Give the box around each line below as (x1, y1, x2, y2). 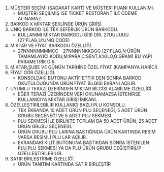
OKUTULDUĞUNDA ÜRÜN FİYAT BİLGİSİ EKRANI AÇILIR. (17, 80, 137, 86)
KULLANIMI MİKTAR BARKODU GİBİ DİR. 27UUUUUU (17, 32, 129, 38)
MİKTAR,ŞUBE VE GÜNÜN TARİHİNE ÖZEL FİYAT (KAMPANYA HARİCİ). (10, 64, 159, 70)
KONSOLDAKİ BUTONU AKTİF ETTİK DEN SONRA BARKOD (17, 75, 142, 81)
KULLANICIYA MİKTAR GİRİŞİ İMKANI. (17, 96, 97, 102)
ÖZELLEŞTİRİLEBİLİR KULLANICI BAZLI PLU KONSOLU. (10, 102, 126, 108)
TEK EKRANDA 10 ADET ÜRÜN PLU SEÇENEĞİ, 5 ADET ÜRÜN (17, 107, 147, 113)
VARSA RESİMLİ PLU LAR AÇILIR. (17, 134, 87, 140)
